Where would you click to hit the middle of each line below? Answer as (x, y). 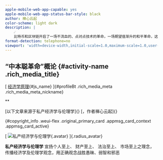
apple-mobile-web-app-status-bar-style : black (53, 14)
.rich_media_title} (32, 74)
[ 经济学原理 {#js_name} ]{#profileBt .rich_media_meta (59, 87)
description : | (20, 28)
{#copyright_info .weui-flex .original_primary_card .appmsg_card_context (78, 121)
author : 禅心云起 (21, 18)
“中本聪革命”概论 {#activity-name (57, 67)
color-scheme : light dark (31, 23)
